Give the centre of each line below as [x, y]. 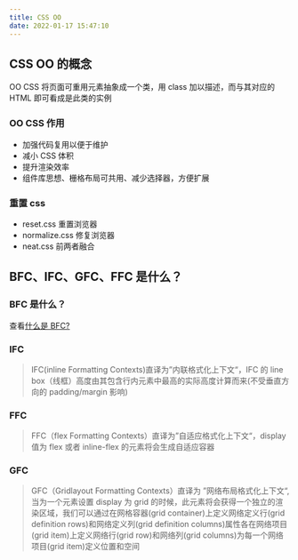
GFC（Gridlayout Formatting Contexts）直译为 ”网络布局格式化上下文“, [160, 491]
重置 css [28, 203]
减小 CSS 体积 [48, 156]
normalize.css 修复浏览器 [68, 235]
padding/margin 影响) [89, 391]
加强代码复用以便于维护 [65, 144]
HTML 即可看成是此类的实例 [60, 98]
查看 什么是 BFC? [40, 325]
